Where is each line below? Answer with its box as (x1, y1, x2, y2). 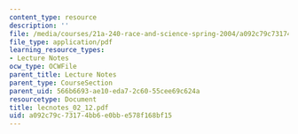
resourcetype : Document (9, 94, 98, 104)
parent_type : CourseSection (9, 78, 114, 87)
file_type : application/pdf (9, 37, 114, 47)
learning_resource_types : (9, 46, 105, 55)
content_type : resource (9, 12, 98, 22)
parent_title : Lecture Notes (9, 71, 117, 79)
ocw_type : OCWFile (9, 63, 77, 71)
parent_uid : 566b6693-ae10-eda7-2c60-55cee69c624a (9, 86, 200, 95)
